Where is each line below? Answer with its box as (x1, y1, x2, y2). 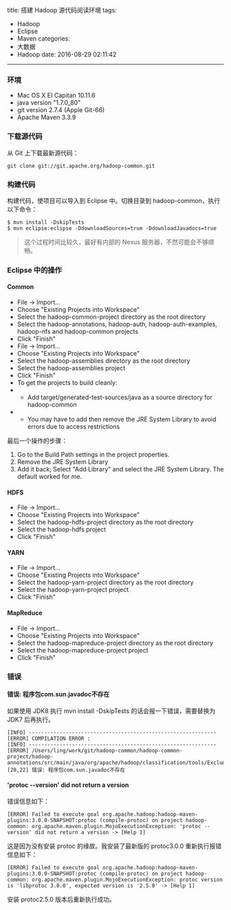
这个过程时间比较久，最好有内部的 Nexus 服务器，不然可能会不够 (23, 237, 208, 246)
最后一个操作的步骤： (7, 436, 67, 445)
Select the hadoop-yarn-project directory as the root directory (16, 578, 194, 586)
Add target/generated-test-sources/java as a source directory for (27, 393, 213, 401)
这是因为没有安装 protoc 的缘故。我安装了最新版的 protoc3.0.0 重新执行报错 (7, 842, 222, 850)
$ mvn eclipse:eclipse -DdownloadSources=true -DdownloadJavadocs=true (7, 224, 217, 232)
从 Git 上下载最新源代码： (7, 149, 79, 157)
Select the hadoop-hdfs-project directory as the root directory (16, 518, 194, 527)
